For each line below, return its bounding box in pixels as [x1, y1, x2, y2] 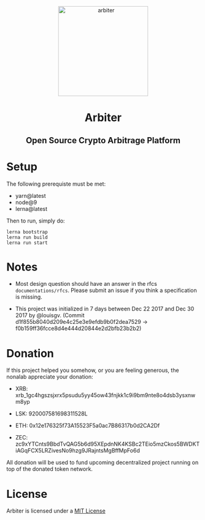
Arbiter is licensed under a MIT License [6, 507, 106, 514]
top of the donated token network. [6, 465, 93, 473]
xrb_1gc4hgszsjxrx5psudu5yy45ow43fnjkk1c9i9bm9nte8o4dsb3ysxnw [15, 392, 196, 399]
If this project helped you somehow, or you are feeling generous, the [6, 366, 179, 374]
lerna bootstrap [6, 229, 48, 235]
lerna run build [6, 234, 48, 240]
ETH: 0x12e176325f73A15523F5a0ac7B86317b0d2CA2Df [15, 422, 160, 430]
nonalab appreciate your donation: [6, 373, 93, 380]
